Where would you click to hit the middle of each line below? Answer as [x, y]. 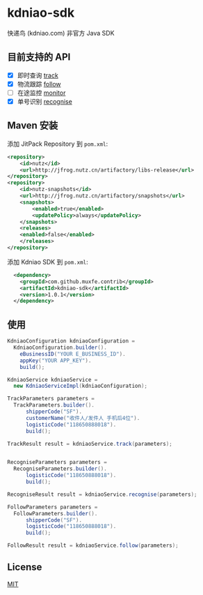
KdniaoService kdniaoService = [52, 379]
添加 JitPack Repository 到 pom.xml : [58, 144]
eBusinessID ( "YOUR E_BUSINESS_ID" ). [73, 354]
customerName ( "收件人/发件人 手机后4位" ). [83, 418]
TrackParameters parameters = [51, 399]
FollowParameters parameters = [52, 507]
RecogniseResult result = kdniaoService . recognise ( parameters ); [102, 494]
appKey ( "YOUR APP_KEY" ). [56, 361]
